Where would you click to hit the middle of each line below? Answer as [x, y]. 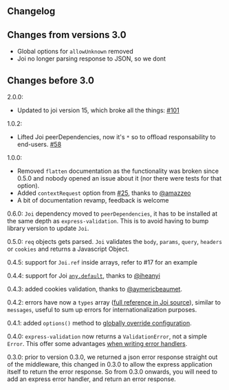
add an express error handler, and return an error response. [92, 379]
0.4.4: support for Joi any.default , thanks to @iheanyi [84, 276]
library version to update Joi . [48, 228]
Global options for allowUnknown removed [75, 52]
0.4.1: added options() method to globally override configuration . [99, 323]
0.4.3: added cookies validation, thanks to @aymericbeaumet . [95, 289]
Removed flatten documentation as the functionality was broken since [118, 171]
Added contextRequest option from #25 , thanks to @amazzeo [104, 193]
